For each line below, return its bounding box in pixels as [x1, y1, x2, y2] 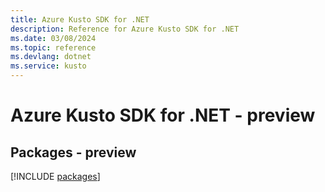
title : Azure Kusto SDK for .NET [10, 14, 150, 25]
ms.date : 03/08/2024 [10, 33, 97, 43]
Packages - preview [10, 144, 137, 161]
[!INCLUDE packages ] [10, 171, 101, 182]
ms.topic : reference [10, 42, 97, 53]
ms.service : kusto [10, 61, 87, 71]
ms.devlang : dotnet [10, 52, 92, 62]
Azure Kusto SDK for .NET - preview [10, 104, 316, 127]
